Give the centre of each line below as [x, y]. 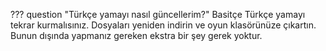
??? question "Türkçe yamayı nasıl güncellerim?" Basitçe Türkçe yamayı [158, 14]
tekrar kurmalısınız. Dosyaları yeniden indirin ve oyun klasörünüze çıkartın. [163, 25]
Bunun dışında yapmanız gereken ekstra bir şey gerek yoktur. [136, 35]
